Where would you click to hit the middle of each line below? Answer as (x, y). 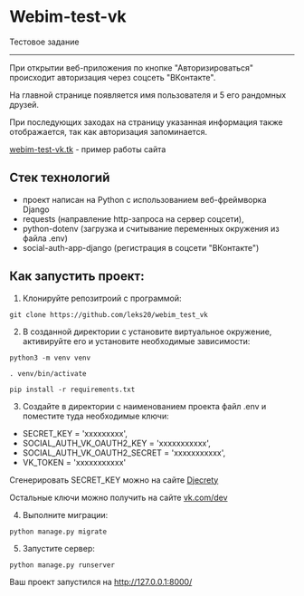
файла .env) (45, 238)
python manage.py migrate (58, 532)
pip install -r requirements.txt (72, 389)
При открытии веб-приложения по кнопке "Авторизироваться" (132, 67)
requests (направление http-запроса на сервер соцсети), (133, 218)
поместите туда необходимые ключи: (95, 416)
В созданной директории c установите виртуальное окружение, (147, 332)
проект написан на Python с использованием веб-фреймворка (144, 199)
